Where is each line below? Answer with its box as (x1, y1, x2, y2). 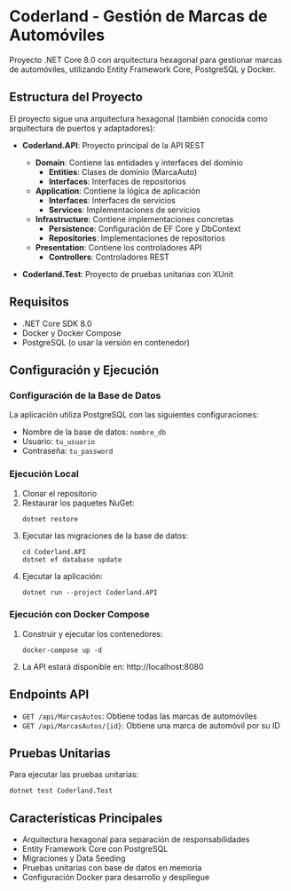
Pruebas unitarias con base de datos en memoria (21, 863, 202, 873)
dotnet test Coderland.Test (9, 786, 114, 796)
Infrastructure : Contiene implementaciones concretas (35, 213, 234, 224)
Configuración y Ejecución (9, 362, 160, 378)
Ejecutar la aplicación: (21, 570, 104, 581)
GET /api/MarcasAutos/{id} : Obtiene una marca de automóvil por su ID (21, 720, 281, 730)
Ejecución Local (9, 468, 80, 481)
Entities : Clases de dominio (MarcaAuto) (48, 166, 198, 177)
